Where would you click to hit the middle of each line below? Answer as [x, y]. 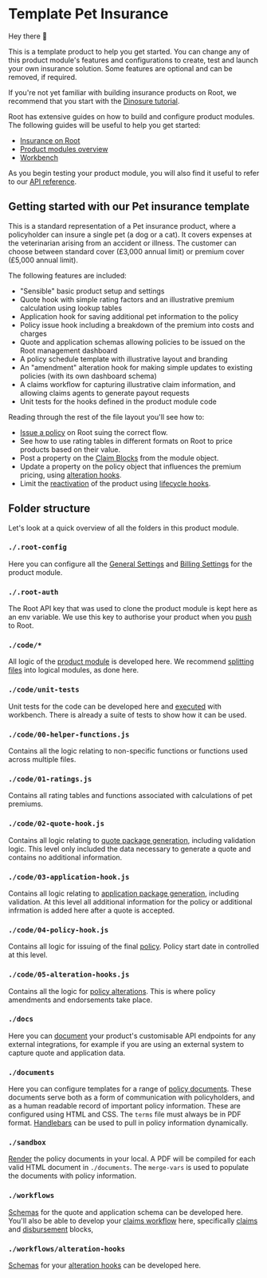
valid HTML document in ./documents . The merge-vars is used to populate [129, 1168]
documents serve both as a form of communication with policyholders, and [132, 1097]
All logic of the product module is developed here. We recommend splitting [131, 661]
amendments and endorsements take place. [80, 1000]
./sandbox [27, 1143]
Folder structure [49, 509]
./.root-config [38, 547]
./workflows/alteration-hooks [67, 1249]
